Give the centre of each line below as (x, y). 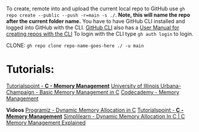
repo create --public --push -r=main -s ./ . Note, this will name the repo (98, 15)
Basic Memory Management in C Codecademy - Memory (109, 92)
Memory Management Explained (46, 122)
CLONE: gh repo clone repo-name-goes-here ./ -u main (75, 45)
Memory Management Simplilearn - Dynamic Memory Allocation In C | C (96, 116)
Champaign (20, 92)
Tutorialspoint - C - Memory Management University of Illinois (83, 86)
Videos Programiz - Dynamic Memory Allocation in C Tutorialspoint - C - (95, 110)
